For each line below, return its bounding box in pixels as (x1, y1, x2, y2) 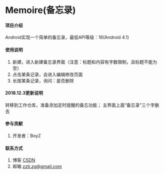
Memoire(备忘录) (5, 4, 76, 16)
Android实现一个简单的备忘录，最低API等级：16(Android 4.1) (5, 34, 129, 40)
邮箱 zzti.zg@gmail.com (12, 163, 62, 169)
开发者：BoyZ (12, 133, 41, 138)
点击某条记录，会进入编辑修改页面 (12, 71, 83, 77)
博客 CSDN (12, 157, 35, 163)
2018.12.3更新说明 (5, 90, 43, 96)
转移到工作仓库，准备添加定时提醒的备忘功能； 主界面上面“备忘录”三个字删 (5, 102, 159, 108)
